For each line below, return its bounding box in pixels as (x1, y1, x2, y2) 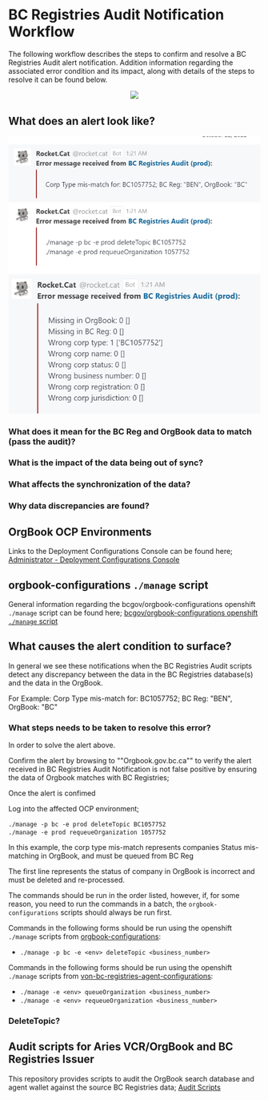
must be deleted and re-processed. (8, 876, 126, 885)
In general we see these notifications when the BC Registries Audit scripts (8, 661, 252, 670)
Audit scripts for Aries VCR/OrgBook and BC (8, 1040, 234, 1053)
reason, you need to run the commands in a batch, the (8, 900, 187, 909)
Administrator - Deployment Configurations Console (8, 555, 180, 564)
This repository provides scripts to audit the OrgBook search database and (8, 1074, 254, 1083)
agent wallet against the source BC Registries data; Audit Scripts (8, 1082, 222, 1092)
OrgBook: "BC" (8, 702, 58, 711)
